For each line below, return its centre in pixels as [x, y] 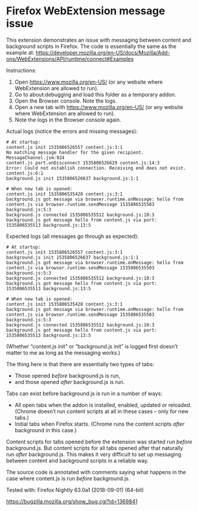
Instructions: [21, 70]
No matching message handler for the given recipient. [75, 153]
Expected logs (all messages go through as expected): [72, 236]
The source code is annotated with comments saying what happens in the [96, 472]
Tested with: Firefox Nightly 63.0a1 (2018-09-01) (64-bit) [75, 490]
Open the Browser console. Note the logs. [66, 101]
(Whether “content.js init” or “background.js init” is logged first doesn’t [92, 346]
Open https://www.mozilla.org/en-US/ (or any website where [89, 82]
